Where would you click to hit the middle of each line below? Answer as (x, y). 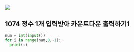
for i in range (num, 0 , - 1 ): (33, 40)
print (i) (19, 45)
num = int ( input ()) (25, 35)
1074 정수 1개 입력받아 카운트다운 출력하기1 (67, 24)
